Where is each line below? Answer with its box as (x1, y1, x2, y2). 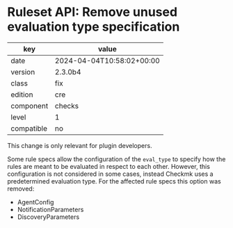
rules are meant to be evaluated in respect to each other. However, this (7, 162, 211, 170)
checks (54, 101, 79, 111)
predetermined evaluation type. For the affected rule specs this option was (7, 177, 221, 185)
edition (10, 90, 33, 99)
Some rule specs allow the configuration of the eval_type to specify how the (7, 154, 226, 163)
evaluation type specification (7, 19, 180, 35)
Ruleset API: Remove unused (7, 4, 178, 20)
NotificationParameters (17, 205, 84, 213)
